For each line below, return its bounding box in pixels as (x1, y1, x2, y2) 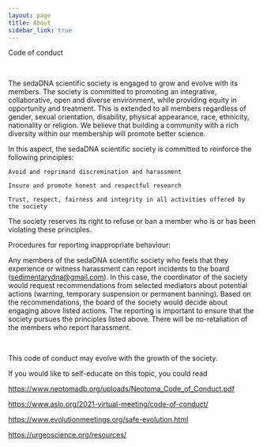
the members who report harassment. (8, 323, 132, 332)
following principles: (8, 153, 74, 162)
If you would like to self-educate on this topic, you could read (8, 369, 208, 378)
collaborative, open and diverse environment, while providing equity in (8, 96, 237, 105)
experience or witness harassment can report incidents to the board (8, 264, 230, 274)
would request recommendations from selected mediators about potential (8, 281, 248, 290)
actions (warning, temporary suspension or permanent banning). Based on (8, 290, 251, 299)
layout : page (8, 11, 51, 20)
